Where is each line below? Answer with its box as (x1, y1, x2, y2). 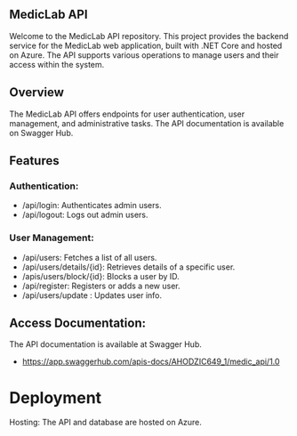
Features (9, 153, 60, 168)
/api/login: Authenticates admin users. (21, 200, 162, 211)
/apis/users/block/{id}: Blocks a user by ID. (21, 270, 180, 281)
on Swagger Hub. (9, 127, 74, 138)
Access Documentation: (9, 316, 147, 330)
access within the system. (9, 59, 105, 69)
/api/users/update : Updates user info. (21, 289, 163, 301)
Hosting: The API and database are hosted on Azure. (9, 417, 203, 428)
